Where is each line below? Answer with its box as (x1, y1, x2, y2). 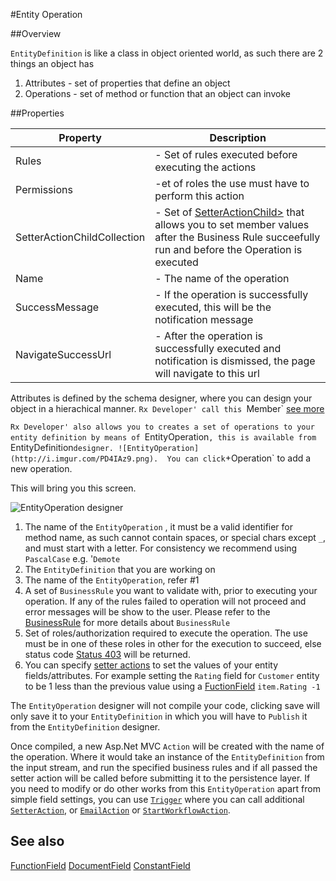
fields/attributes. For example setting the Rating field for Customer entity (24, 670, 320, 681)
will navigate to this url (154, 367, 260, 380)
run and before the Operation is (154, 243, 303, 256)
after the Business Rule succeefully (154, 230, 321, 244)
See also (10, 833, 65, 850)
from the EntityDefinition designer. (10, 721, 161, 733)
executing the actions (154, 160, 257, 174)
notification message (154, 313, 254, 326)
